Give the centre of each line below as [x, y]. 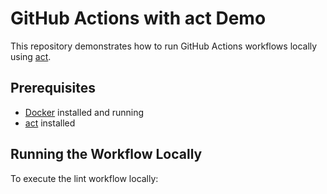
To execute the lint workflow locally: [84, 178]
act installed [50, 123]
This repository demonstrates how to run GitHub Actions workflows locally [164, 46]
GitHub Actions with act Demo [138, 18]
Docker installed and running [84, 112]
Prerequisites [53, 88]
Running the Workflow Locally [106, 154]
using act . [31, 56]
